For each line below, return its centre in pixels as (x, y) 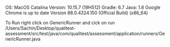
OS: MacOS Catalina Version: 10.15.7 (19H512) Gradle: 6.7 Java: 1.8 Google (83, 7)
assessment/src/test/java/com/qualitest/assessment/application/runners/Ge (85, 33)
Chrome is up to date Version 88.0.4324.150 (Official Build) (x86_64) (77, 13)
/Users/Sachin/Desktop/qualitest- (40, 28)
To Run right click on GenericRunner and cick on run (60, 23)
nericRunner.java (23, 39)
